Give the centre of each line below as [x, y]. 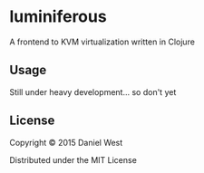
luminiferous [58, 17]
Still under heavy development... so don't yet [93, 91]
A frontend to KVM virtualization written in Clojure [102, 42]
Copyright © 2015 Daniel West [66, 142]
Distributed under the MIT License [73, 159]
